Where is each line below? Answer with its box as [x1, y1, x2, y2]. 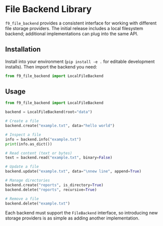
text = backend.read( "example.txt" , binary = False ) [5, 155, 113, 160]
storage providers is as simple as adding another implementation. [5, 215, 140, 221]
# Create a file [5, 118, 39, 123]
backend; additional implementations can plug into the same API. [5, 30, 139, 36]
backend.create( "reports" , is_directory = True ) [5, 182, 104, 187]
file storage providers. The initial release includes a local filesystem [5, 25, 144, 31]
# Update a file [5, 164, 39, 169]
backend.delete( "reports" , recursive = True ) [5, 187, 97, 192]
